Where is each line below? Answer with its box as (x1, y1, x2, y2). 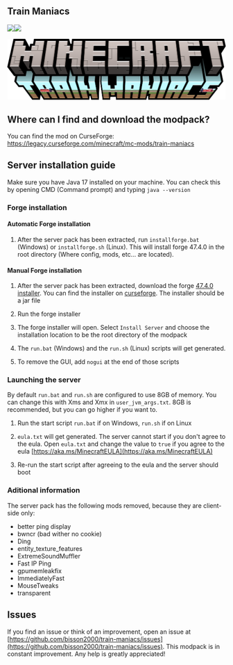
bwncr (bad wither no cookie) (17, 529, 102, 538)
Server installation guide (7, 159, 116, 171)
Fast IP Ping (17, 559, 52, 568)
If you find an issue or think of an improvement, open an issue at (7, 627, 191, 636)
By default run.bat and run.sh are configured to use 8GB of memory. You (7, 391, 217, 399)
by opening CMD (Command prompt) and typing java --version (7, 185, 191, 193)
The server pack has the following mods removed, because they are (7, 501, 202, 510)
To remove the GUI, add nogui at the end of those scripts (17, 358, 180, 366)
